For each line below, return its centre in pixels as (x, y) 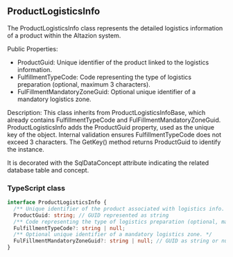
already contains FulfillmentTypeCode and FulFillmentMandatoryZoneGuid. (114, 120)
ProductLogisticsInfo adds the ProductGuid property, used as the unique (111, 127)
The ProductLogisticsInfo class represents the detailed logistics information (115, 28)
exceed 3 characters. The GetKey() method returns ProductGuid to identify (114, 142)
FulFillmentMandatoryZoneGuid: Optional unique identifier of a (106, 91)
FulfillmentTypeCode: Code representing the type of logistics (104, 77)
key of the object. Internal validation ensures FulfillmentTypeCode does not (114, 134)
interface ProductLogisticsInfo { (57, 203)
